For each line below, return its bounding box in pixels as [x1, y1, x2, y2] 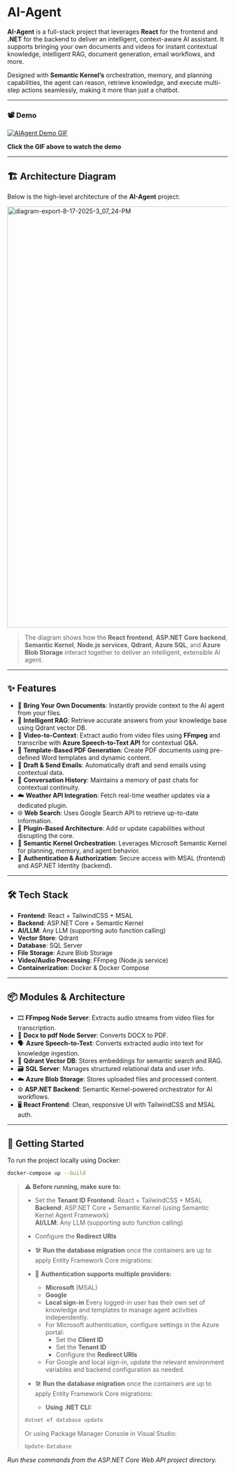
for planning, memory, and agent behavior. [17, 846, 141, 855]
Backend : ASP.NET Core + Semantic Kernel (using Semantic [34, 1204, 210, 1212]
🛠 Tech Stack [7, 889, 69, 901]
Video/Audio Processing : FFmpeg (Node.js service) [17, 956, 169, 964]
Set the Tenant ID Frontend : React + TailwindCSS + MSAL [34, 1196, 203, 1204]
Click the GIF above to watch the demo [7, 142, 122, 151]
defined [17, 753, 41, 761]
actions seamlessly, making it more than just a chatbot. [21, 86, 180, 94]
